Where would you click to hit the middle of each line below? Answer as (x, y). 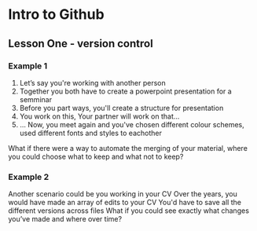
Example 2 (29, 177)
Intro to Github (56, 15)
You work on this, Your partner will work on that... (99, 116)
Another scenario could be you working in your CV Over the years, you (123, 194)
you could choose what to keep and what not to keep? (96, 156)
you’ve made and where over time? (65, 219)
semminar (36, 99)
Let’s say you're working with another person (93, 82)
